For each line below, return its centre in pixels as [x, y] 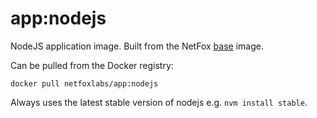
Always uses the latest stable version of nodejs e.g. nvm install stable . [159, 102]
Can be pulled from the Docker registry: [92, 65]
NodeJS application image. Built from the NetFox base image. [137, 46]
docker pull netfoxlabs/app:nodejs [84, 83]
